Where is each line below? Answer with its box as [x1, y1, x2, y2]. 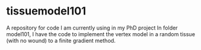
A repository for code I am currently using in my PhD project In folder [6, 24, 178, 31]
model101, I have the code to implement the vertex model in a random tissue [6, 30, 196, 37]
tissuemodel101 [6, 4, 86, 18]
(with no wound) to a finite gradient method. [6, 37, 116, 44]
